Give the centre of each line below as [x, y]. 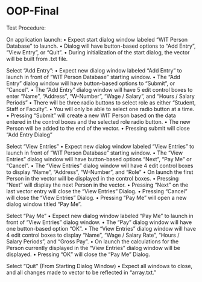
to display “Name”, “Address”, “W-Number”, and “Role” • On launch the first [100, 172]
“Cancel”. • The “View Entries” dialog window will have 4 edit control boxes [100, 165]
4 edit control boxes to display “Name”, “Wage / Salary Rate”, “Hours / [93, 235]
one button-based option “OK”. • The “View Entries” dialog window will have [101, 228]
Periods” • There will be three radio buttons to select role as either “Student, [101, 102]
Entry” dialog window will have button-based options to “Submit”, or [91, 83]
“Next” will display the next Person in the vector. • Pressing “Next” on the [97, 185]
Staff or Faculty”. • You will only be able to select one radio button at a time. [100, 109]
